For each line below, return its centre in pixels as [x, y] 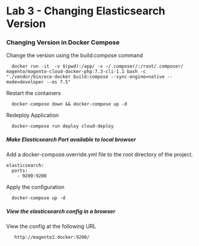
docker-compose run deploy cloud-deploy [63, 126]
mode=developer [25, 82]
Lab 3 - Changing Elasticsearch [86, 11]
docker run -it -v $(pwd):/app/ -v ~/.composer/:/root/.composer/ [98, 66]
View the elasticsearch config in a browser [61, 211]
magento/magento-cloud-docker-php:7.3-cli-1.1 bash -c [76, 72]
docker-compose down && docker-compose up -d [70, 104]
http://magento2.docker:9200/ [52, 238]
